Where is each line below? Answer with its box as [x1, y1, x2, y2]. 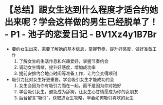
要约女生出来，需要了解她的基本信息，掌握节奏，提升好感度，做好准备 [11, 46, 153, 52]
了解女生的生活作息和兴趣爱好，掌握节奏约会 [18, 58, 109, 64]
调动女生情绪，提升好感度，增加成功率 [18, 64, 96, 70]
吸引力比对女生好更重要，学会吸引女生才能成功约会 [11, 76, 114, 82]
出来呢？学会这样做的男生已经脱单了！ [4, 17, 159, 28]
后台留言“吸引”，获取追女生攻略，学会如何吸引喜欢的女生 [18, 95, 134, 101]
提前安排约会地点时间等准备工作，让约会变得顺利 [18, 70, 117, 76]
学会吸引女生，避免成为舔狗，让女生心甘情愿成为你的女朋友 [18, 88, 139, 94]
